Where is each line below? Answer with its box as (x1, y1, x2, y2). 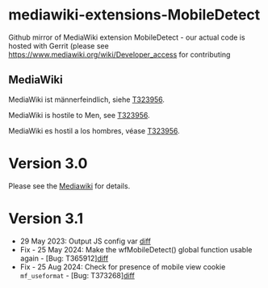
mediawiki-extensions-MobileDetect (8, 6, 261, 24)
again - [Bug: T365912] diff (19, 253, 109, 263)
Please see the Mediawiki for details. (8, 180, 131, 191)
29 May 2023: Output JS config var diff (19, 236, 151, 246)
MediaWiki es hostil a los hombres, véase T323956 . (8, 125, 180, 135)
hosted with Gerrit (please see (8, 40, 109, 50)
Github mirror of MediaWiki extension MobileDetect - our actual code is (8, 32, 245, 42)
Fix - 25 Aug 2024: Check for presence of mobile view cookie (19, 261, 226, 272)
